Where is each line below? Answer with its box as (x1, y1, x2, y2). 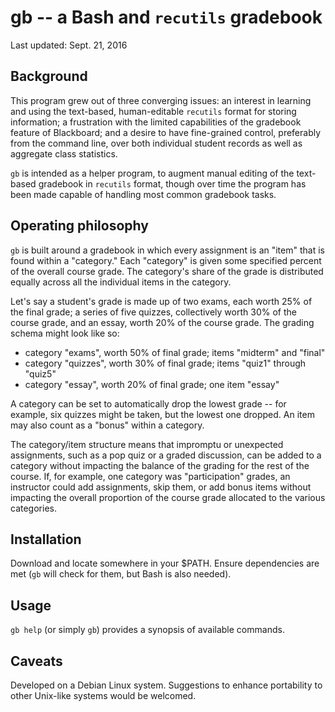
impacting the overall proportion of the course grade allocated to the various (10, 491, 326, 503)
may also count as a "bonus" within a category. (10, 419, 205, 431)
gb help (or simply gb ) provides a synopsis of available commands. (10, 624, 285, 636)
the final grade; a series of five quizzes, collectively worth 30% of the (10, 306, 297, 318)
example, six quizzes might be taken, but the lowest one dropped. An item (10, 408, 315, 420)
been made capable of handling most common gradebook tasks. (10, 188, 277, 200)
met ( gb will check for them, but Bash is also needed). (10, 568, 232, 580)
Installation (10, 531, 82, 548)
